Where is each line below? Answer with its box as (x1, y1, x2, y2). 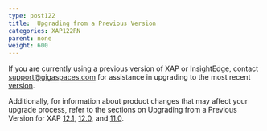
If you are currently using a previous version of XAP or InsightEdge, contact (8, 63, 259, 73)
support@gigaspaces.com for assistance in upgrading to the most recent (8, 72, 251, 82)
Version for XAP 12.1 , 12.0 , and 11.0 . (8, 113, 125, 123)
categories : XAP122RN (8, 27, 81, 35)
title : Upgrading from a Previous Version (8, 19, 157, 27)
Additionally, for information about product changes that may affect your (8, 96, 249, 106)
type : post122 (8, 11, 56, 20)
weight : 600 (8, 42, 48, 50)
